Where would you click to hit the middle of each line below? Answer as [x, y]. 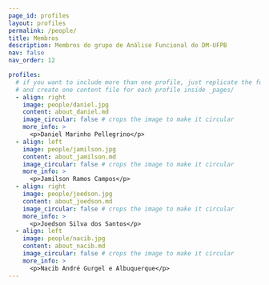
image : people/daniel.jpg [66, 105]
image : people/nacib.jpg [64, 239]
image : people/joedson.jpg [68, 194]
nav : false [26, 53]
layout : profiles [37, 23]
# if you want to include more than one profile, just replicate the [134, 82]
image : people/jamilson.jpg [69, 149]
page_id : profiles [39, 16]
